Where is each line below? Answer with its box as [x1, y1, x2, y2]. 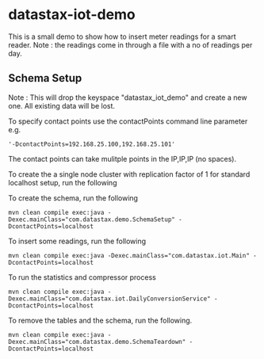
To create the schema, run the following [8, 193, 139, 203]
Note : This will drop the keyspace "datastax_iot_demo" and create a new [8, 93, 247, 102]
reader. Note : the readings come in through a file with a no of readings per [8, 40, 253, 49]
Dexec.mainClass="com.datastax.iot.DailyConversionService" [8, 295, 212, 303]
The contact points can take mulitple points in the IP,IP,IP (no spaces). [8, 154, 236, 163]
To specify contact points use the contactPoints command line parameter [8, 116, 248, 126]
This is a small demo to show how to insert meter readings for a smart [8, 32, 236, 41]
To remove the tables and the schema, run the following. [8, 315, 193, 325]
